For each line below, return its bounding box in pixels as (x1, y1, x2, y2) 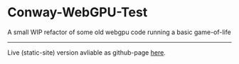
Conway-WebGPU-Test (7, 4, 148, 21)
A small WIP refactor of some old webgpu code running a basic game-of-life (7, 28, 231, 36)
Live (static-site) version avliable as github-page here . (7, 48, 166, 57)
